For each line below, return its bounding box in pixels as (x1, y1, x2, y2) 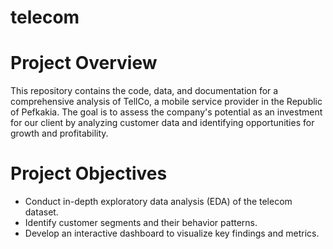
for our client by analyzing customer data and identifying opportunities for (10, 117, 315, 129)
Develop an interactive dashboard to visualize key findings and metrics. (24, 227, 320, 240)
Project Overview (10, 52, 158, 75)
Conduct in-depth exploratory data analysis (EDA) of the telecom (24, 196, 293, 208)
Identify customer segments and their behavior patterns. (24, 217, 258, 229)
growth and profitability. (10, 127, 109, 140)
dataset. (24, 206, 59, 218)
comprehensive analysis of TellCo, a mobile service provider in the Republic (10, 96, 323, 108)
